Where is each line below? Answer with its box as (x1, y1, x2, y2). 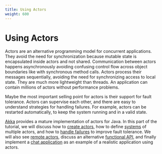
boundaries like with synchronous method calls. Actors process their (5, 69, 142, 75)
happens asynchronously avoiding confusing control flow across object (5, 64, 147, 70)
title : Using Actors (5, 7, 47, 12)
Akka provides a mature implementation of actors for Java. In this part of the (5, 119, 157, 124)
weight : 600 (5, 12, 29, 16)
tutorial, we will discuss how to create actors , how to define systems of (5, 124, 147, 130)
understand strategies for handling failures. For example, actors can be (5, 104, 147, 110)
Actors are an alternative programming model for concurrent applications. (5, 48, 152, 54)
